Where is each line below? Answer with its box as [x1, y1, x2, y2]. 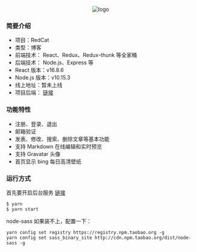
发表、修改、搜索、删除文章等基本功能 [14, 135, 110, 142]
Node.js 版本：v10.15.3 [14, 74, 71, 81]
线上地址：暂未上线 [14, 82, 63, 89]
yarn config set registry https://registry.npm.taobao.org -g [6, 229, 165, 235]
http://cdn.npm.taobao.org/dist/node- [95, 235, 192, 241]
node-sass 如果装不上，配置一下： [6, 217, 92, 224]
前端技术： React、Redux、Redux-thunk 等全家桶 [14, 52, 138, 59]
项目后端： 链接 [14, 89, 54, 96]
